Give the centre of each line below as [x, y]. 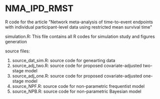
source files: [18, 51]
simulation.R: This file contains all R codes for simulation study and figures [80, 36]
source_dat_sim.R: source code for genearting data [64, 60]
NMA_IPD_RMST [39, 8]
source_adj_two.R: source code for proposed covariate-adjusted [77, 66]
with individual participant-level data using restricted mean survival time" [79, 27]
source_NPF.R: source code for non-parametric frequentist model [78, 86]
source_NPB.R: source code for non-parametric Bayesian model [77, 91]
